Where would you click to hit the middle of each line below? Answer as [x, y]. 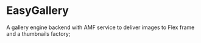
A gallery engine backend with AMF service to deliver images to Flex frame [100, 27]
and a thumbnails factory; [38, 33]
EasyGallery [37, 11]
